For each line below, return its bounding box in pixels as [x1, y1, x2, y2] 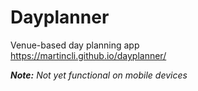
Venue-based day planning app [10, 39, 140, 51]
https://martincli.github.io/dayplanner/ [10, 49, 167, 61]
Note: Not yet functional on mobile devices [10, 69, 188, 81]
